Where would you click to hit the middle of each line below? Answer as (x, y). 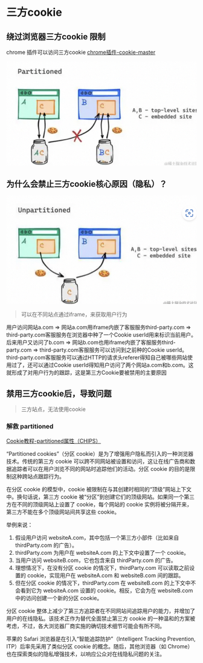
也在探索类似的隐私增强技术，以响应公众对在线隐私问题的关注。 (85, 654)
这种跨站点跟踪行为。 (38, 476)
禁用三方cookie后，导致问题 (59, 393)
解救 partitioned (30, 427)
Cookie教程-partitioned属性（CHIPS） (54, 441)
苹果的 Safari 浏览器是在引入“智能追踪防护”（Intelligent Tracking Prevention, (101, 639)
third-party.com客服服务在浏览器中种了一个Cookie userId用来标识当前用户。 (101, 335)
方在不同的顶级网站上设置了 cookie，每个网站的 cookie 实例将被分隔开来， (99, 504)
